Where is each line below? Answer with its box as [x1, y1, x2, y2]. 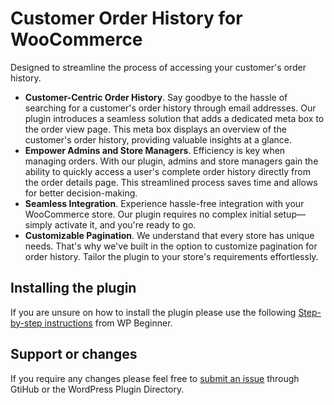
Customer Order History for [10, 7, 243, 30]
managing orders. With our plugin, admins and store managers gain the [24, 155, 319, 167]
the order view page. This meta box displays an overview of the [24, 123, 287, 135]
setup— [273, 208, 306, 220]
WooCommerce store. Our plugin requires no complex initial [24, 208, 272, 220]
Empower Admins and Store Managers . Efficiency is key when [24, 144, 286, 156]
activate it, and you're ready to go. [54, 218, 197, 231]
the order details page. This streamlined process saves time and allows [24, 176, 318, 188]
